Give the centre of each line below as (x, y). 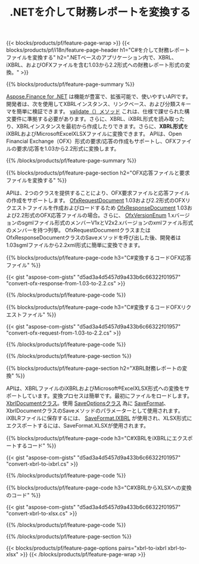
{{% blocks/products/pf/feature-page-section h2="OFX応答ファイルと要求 (98, 173)
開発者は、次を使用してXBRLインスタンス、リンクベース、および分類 (91, 104)
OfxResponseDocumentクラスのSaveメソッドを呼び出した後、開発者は (94, 238)
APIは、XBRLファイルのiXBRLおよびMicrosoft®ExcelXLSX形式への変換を (95, 388)
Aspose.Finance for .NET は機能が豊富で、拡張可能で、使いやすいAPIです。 (99, 96)
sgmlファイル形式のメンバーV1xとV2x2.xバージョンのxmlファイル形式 (108, 223)
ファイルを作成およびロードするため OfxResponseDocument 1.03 (107, 208)
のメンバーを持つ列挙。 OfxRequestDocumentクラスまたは (78, 230)
